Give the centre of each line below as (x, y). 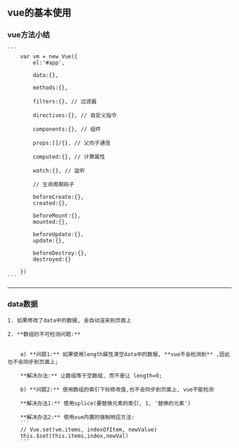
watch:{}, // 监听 (59, 170)
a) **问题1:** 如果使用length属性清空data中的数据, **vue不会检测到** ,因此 (125, 354)
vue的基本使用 (39, 13)
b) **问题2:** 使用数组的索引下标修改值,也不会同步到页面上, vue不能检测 (117, 390)
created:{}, (51, 203)
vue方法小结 (29, 35)
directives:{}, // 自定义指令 (75, 115)
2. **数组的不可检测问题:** (44, 334)
